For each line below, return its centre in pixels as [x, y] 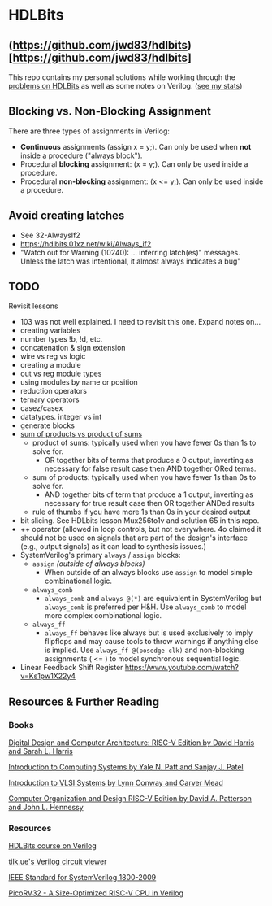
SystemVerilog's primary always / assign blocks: [100, 555]
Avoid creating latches [67, 216]
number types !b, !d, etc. [61, 339]
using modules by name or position [79, 382]
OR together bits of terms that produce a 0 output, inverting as [149, 460]
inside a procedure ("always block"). [81, 155]
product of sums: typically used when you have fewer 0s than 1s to [144, 443]
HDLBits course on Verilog [53, 846]
